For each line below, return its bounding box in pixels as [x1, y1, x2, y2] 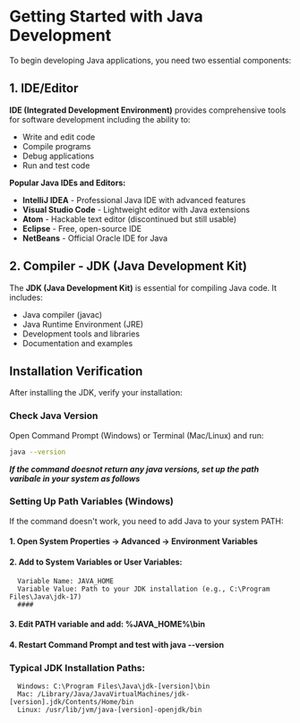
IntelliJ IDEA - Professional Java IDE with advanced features [21, 194, 246, 205]
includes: [9, 292, 43, 302]
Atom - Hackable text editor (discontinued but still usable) [21, 213, 237, 225]
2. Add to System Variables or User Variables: [9, 557, 183, 567]
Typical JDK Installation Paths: [9, 661, 146, 674]
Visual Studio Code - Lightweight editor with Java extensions [21, 204, 251, 215]
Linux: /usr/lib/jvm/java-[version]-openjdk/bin [17, 705, 202, 715]
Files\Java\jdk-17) [9, 592, 82, 601]
